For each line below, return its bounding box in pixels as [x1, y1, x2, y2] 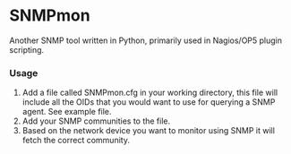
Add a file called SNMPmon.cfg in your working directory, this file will [21, 87, 278, 98]
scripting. [9, 44, 45, 55]
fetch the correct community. [21, 135, 130, 146]
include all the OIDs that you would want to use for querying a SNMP [21, 97, 276, 107]
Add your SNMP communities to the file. [21, 115, 171, 126]
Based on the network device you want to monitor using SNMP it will [21, 125, 276, 136]
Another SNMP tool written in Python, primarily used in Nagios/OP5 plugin [9, 35, 283, 46]
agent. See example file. [21, 107, 112, 117]
